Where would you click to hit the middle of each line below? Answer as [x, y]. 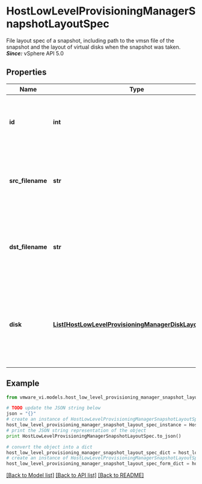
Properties [26, 73]
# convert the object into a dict [50, 447]
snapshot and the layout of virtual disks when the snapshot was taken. [93, 47]
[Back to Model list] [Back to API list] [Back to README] [75, 475]
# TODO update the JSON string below [54, 408]
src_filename [28, 181]
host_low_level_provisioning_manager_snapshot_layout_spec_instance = [96, 425]
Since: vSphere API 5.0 [35, 53]
